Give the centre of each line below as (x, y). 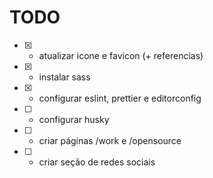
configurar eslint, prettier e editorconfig (120, 98)
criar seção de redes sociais (97, 162)
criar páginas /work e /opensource (110, 140)
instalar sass (64, 77)
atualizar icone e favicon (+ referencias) (121, 55)
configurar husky (74, 119)
